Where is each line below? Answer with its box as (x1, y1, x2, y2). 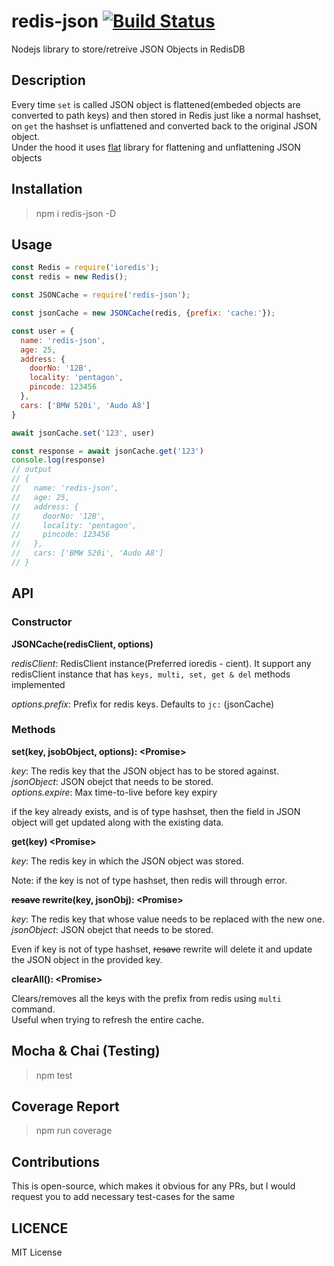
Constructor (11, 615, 73, 629)
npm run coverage (35, 1125, 113, 1137)
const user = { (11, 326, 75, 336)
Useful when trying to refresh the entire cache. (11, 1013, 204, 1025)
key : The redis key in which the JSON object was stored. (11, 855, 244, 867)
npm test (35, 1069, 73, 1081)
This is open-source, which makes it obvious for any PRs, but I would (11, 1180, 296, 1192)
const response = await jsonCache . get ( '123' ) (11, 446, 204, 456)
